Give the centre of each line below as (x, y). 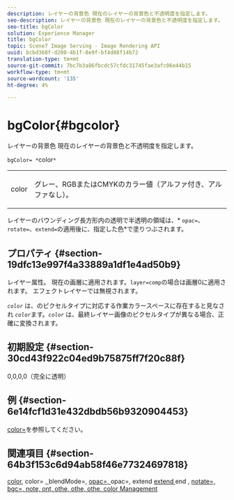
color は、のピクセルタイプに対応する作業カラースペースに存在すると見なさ (116, 305)
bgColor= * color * (32, 160)
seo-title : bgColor (36, 26)
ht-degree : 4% (28, 85)
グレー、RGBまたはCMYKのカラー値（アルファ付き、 (122, 184)
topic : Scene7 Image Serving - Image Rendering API (84, 46)
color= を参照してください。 (47, 429)
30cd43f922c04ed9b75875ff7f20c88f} (96, 359)
